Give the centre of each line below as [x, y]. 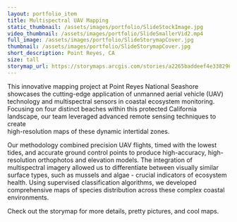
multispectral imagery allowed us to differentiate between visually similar [113, 167]
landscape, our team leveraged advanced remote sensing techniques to [112, 116]
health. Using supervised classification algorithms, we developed [102, 182]
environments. [28, 197]
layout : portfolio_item [42, 14]
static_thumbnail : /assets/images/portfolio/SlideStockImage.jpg [105, 27]
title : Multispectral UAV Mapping [58, 20]
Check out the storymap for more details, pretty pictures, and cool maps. [113, 211]
